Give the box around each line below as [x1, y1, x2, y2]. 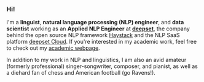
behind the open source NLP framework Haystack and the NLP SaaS [6, 32, 180, 39]
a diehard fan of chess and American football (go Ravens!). [6, 69, 155, 77]
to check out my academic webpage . [6, 44, 100, 52]
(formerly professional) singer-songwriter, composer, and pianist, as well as [6, 63, 198, 70]
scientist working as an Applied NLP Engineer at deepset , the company [6, 25, 190, 32]
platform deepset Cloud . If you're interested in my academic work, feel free [6, 38, 197, 46]
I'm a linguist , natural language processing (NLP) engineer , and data [6, 19, 184, 26]
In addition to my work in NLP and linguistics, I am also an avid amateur [6, 56, 187, 64]
